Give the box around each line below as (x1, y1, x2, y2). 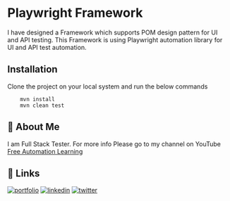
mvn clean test (20, 102, 65, 109)
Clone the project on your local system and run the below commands (7, 82, 208, 91)
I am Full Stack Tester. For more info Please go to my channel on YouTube (7, 139, 221, 148)
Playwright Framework (7, 5, 143, 21)
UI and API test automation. (7, 43, 87, 51)
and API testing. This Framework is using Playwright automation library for (7, 35, 223, 44)
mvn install (20, 96, 55, 103)
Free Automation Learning (7, 147, 83, 155)
